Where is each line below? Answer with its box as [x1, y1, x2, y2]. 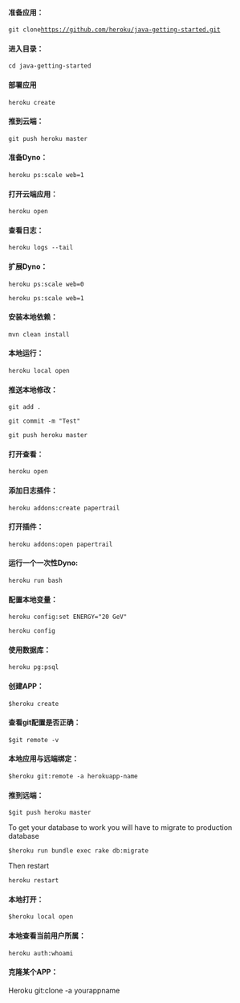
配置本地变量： [8, 594, 58, 604]
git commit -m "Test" [8, 417, 81, 426]
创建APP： [8, 681, 44, 691]
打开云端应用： [8, 189, 58, 199]
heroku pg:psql [8, 663, 59, 671]
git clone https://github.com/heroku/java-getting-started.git [8, 26, 221, 34]
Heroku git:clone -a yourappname [8, 985, 120, 995]
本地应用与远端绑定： [8, 753, 79, 764]
